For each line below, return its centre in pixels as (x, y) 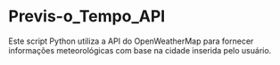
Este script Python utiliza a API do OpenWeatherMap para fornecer (131, 41)
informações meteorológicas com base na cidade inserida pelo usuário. (140, 50)
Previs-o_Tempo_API (87, 16)
